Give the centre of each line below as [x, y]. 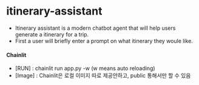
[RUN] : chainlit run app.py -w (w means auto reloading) [85, 69]
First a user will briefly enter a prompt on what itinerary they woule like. [104, 41]
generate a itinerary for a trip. [52, 34]
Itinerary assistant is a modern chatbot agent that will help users [95, 28]
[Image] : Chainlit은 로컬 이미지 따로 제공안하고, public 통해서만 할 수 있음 [103, 76]
